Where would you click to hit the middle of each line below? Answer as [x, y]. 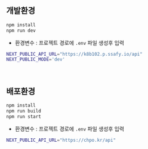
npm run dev [21, 31]
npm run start [24, 116]
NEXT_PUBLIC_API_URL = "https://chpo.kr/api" [61, 140]
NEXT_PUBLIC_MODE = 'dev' [36, 60]
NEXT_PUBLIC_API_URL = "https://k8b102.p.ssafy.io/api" [75, 54]
